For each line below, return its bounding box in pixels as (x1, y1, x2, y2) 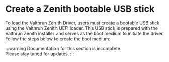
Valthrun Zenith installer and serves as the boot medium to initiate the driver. (5, 30, 164, 36)
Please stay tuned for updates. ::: (5, 51, 74, 57)
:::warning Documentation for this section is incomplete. (5, 45, 122, 51)
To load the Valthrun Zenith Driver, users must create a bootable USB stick (5, 20, 160, 26)
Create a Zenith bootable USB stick (5, 3, 155, 15)
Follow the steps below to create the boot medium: (5, 36, 111, 42)
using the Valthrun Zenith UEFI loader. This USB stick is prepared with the (5, 25, 158, 31)
